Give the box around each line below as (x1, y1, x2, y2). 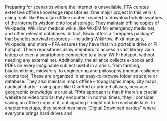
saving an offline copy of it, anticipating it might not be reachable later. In (5, 100, 155, 105)
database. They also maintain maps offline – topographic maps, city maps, (5, 78, 158, 84)
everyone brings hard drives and (5, 110, 72, 116)
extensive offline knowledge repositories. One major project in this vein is (5, 9, 156, 15)
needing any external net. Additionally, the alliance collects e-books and (5, 57, 154, 63)
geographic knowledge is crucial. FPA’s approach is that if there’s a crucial (5, 89, 158, 95)
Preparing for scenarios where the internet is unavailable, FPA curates (5, 4, 149, 10)
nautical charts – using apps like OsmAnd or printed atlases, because (5, 84, 147, 89)
